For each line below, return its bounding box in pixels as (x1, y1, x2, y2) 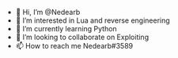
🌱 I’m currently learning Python (15, 24, 117, 33)
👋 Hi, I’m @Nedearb (15, 8, 81, 16)
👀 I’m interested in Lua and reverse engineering (15, 16, 170, 25)
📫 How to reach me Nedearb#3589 (15, 42, 133, 50)
